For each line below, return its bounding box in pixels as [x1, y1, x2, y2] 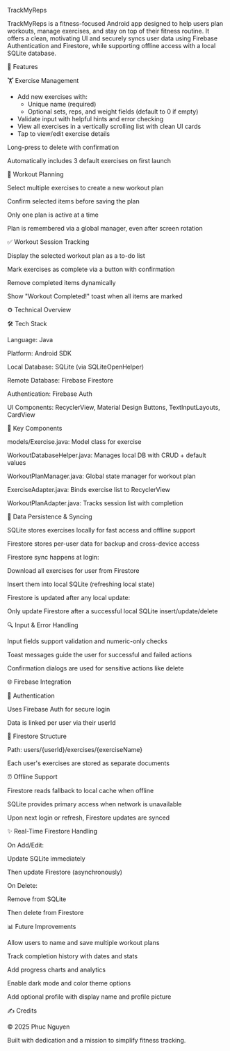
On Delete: [7, 882, 38, 889]
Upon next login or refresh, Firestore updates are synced [7, 813, 170, 822]
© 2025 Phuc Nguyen [7, 1022, 70, 1031]
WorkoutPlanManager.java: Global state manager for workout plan [7, 472, 196, 480]
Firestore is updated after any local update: [7, 594, 131, 601]
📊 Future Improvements [7, 923, 76, 930]
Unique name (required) [27, 100, 97, 108]
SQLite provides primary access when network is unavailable [7, 800, 182, 808]
